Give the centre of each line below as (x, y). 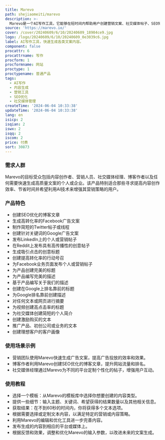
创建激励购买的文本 (32, 320)
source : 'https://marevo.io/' (36, 28)
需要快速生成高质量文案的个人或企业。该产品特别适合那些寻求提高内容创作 (84, 183)
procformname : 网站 (24, 65)
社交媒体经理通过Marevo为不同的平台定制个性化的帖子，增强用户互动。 (84, 370)
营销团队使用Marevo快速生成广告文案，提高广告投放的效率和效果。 (80, 357)
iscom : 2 (14, 138)
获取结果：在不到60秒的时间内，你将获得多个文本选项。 (69, 408)
